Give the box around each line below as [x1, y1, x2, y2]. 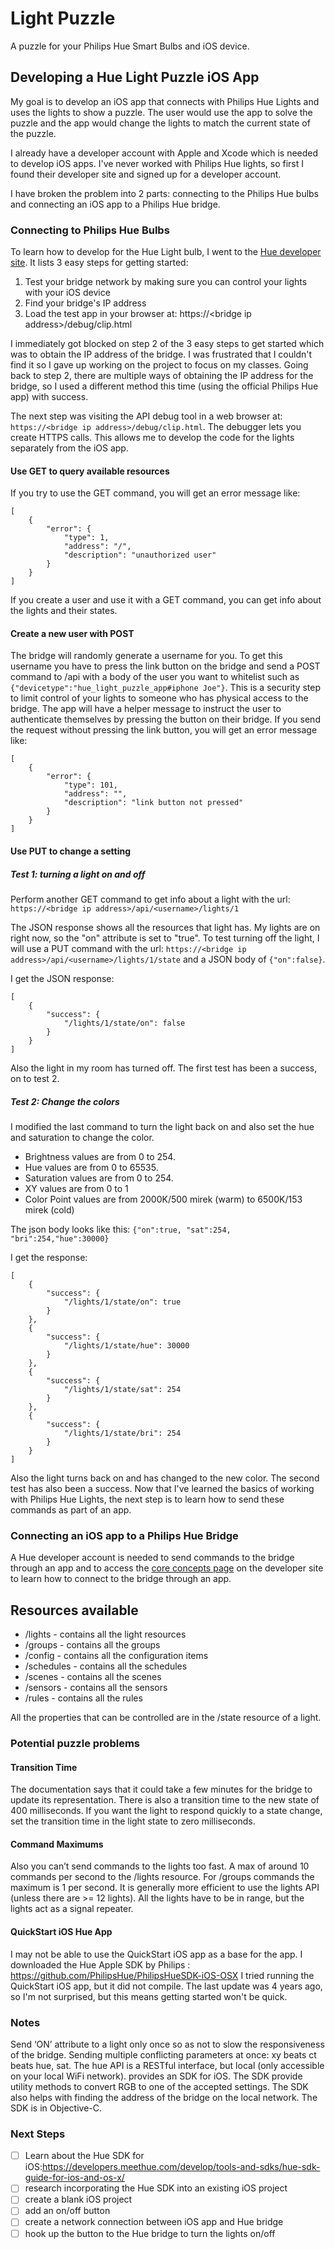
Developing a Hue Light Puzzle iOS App [10, 69, 260, 86]
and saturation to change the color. [10, 1131, 155, 1143]
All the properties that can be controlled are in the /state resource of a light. [10, 1712, 322, 1724]
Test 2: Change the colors [10, 1095, 120, 1107]
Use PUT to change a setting [10, 845, 131, 857]
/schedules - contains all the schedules [24, 1660, 188, 1672]
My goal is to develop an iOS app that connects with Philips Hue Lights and [10, 95, 320, 107]
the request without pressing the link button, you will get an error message [10, 724, 318, 736]
